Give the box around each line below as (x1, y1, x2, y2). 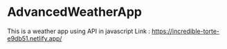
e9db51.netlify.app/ (7, 34, 62, 42)
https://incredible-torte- (152, 27, 220, 35)
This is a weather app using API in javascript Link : (7, 27, 151, 35)
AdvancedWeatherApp (7, 4, 143, 20)
